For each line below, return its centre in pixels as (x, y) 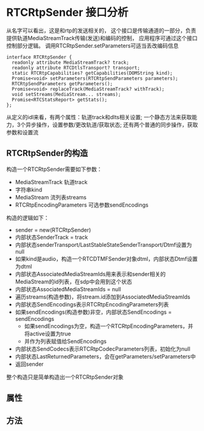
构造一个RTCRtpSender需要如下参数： (54, 169)
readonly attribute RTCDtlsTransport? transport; (76, 67)
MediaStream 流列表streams (51, 197)
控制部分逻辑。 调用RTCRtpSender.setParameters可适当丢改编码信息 (93, 46)
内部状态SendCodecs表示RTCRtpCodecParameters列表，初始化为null (103, 349)
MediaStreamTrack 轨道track (51, 182)
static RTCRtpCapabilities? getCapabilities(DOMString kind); (92, 73)
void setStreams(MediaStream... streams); (66, 94)
